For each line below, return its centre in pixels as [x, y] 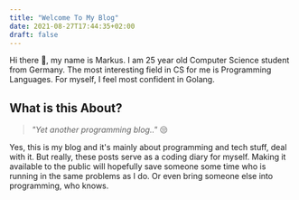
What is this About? [66, 108]
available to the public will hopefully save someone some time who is [138, 167]
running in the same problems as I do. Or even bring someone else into [141, 176]
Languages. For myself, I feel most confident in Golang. [112, 80]
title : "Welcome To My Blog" [64, 18]
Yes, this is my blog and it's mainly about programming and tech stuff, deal [148, 148]
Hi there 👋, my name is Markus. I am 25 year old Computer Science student [149, 61]
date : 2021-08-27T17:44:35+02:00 [72, 26]
